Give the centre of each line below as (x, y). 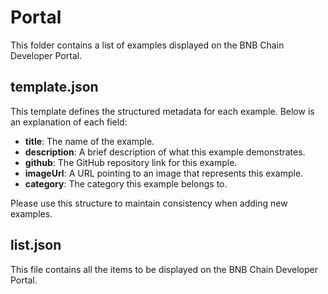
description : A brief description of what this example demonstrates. (165, 152)
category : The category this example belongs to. (126, 183)
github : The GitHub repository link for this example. (131, 162)
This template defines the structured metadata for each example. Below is (162, 111)
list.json (36, 245)
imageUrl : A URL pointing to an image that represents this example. (164, 173)
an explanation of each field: (69, 122)
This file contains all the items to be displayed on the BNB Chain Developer (164, 269)
